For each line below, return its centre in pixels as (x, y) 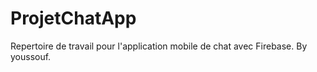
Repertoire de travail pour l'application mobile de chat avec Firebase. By (159, 46)
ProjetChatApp (73, 18)
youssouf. (31, 56)
